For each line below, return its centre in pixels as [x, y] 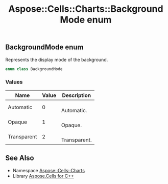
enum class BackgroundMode [34, 69]
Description [77, 95]
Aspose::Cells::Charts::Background [86, 9]
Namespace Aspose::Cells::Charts [49, 170]
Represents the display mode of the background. [57, 59]
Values [14, 82]
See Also [20, 158]
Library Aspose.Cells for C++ [43, 176]
